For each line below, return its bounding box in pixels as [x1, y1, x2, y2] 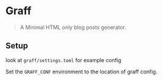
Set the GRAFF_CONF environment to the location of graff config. [5, 68, 158, 75]
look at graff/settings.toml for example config [5, 56, 122, 63]
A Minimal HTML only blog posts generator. [20, 24, 127, 31]
